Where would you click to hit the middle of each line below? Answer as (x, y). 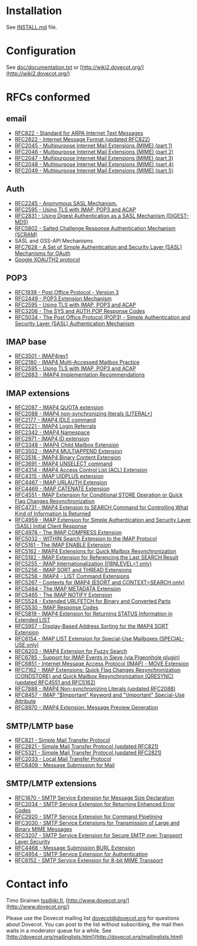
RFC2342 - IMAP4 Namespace (52, 432)
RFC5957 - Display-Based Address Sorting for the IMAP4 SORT (91, 626)
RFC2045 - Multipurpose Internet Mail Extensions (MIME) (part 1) (94, 145)
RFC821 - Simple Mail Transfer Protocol (62, 740)
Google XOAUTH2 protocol (47, 259)
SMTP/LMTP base (40, 726)
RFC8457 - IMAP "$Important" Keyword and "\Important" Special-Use (100, 695)
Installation (34, 11)
